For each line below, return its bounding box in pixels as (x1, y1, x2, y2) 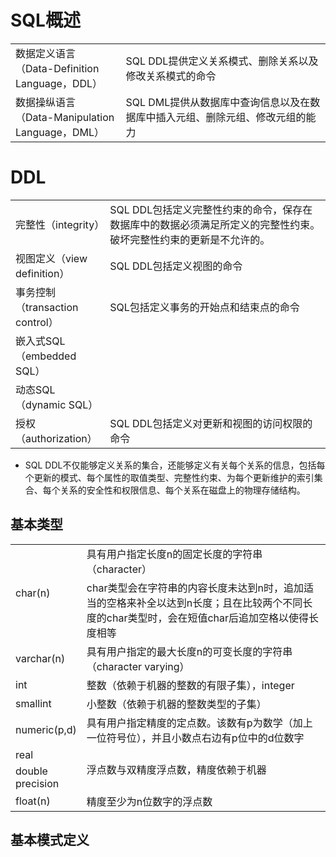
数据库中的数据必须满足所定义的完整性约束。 (109, 217, 321, 231)
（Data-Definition (15, 61, 100, 75)
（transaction (15, 300, 79, 314)
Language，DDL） (15, 76, 103, 90)
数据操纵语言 (15, 95, 77, 109)
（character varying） (86, 659, 190, 673)
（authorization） (15, 431, 98, 445)
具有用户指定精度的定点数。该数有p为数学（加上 (86, 716, 313, 730)
